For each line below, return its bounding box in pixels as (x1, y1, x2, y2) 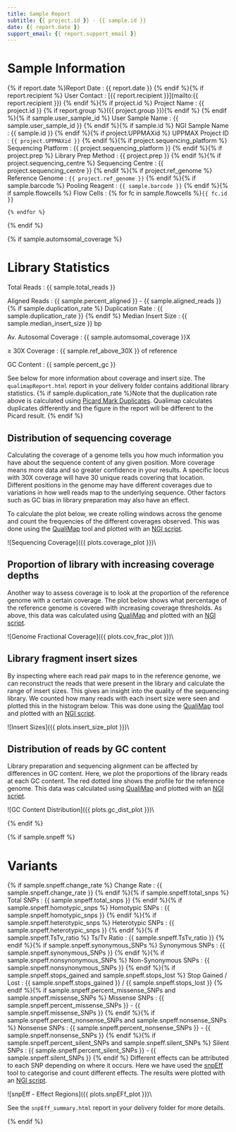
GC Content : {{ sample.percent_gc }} (7, 360, 116, 369)
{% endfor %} (7, 209, 46, 216)
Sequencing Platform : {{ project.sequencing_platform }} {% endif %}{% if (7, 144, 223, 153)
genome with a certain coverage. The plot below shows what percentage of (7, 596, 228, 604)
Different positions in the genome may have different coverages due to (7, 480, 213, 489)
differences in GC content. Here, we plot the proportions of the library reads (7, 770, 228, 778)
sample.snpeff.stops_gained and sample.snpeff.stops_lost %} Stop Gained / (7, 971, 228, 979)
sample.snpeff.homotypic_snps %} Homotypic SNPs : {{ (7, 904, 170, 912)
